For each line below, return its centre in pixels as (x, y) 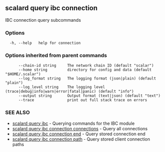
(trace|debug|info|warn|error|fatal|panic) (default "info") (70, 92)
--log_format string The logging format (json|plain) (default (87, 78)
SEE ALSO (18, 113)
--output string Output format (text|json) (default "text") (89, 96)
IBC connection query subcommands (43, 20)
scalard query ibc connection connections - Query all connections (80, 128)
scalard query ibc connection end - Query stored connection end (79, 134)
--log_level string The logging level (62, 87)
